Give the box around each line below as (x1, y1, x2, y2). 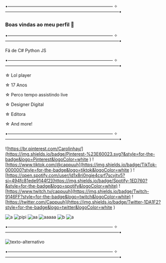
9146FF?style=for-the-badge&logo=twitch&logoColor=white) (5, 194, 131, 200)
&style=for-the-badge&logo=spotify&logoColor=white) (5, 183, 118, 189)
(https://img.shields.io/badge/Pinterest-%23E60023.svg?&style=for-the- (5, 151, 155, 157)
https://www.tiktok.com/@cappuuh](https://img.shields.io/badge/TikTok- (6, 162, 157, 168)
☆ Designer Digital (5, 101, 44, 107)
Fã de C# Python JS (5, 48, 46, 54)
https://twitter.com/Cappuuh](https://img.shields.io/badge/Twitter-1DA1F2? (6, 199, 161, 205)
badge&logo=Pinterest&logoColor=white (5, 157, 88, 163)
